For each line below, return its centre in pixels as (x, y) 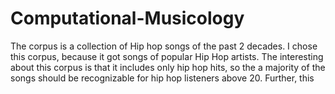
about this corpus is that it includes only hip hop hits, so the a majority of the (168, 67)
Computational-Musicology (127, 18)
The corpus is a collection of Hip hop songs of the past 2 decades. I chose (164, 46)
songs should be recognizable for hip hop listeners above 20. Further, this (162, 78)
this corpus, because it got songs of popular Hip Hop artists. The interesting (167, 56)
